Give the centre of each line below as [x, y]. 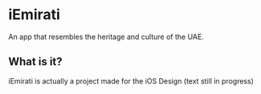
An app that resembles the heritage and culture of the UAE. [106, 37]
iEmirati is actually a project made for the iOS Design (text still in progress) [131, 80]
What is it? [35, 62]
